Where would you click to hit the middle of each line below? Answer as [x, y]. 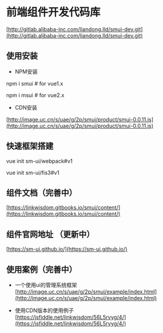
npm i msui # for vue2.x [35, 95]
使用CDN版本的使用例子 [44, 310]
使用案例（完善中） [41, 269]
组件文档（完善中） [41, 193]
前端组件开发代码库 [53, 12]
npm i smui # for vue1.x [35, 83]
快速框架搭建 [30, 146]
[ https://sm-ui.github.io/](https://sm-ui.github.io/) [67, 249]
